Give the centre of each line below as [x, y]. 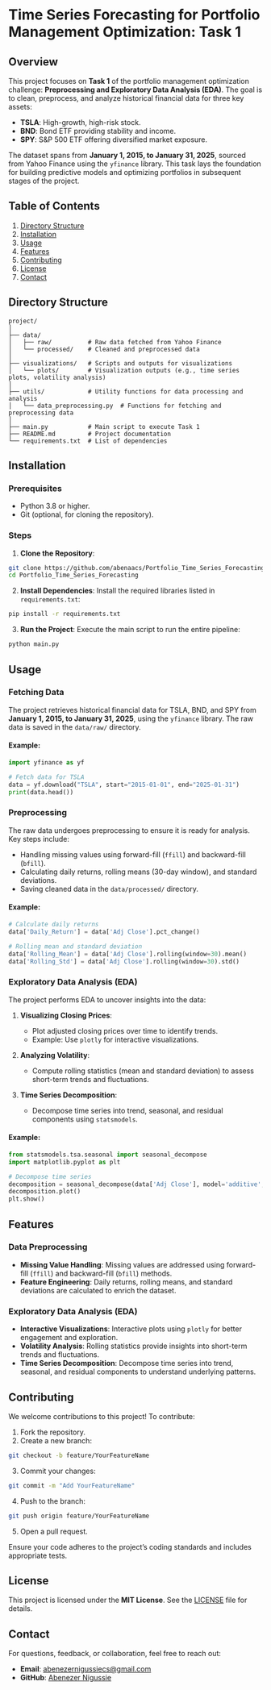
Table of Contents [54, 206]
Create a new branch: [56, 1440]
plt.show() [27, 1199]
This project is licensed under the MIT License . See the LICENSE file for [128, 1600]
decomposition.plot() [45, 1192]
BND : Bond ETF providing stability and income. [98, 131]
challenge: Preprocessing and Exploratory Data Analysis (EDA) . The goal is [135, 89]
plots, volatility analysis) [57, 377]
